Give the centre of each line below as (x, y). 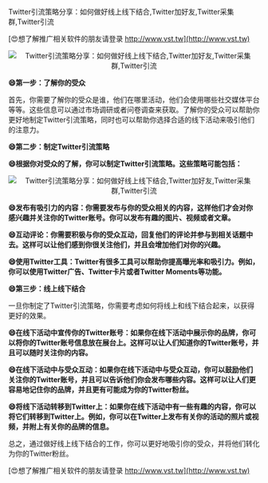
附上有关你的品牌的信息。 (71, 427)
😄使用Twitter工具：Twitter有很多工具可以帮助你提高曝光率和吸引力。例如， (134, 261)
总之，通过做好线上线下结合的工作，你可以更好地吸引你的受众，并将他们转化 (134, 443)
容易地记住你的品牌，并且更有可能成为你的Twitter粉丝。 (101, 389)
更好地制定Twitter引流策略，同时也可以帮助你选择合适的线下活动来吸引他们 (132, 120)
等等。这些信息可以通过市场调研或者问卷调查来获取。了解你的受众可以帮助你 (134, 110)
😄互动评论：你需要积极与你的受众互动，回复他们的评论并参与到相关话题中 (131, 235)
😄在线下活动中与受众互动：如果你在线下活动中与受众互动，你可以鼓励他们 (131, 369)
